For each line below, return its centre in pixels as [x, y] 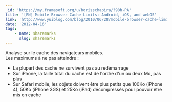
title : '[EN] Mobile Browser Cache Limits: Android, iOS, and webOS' [81, 15]
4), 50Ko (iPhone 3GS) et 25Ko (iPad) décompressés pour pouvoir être [87, 89]
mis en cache [27, 95]
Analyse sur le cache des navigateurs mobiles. [55, 53]
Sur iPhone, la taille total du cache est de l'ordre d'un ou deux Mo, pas [87, 73]
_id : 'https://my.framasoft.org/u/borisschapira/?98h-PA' [68, 10]
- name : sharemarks [35, 33]
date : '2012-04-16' [26, 24]
